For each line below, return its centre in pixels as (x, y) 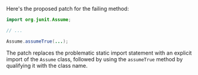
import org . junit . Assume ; (39, 20)
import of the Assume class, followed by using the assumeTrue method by (94, 59)
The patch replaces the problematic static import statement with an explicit (99, 53)
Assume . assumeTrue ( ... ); (37, 41)
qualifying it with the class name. (47, 65)
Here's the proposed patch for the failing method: (68, 9)
